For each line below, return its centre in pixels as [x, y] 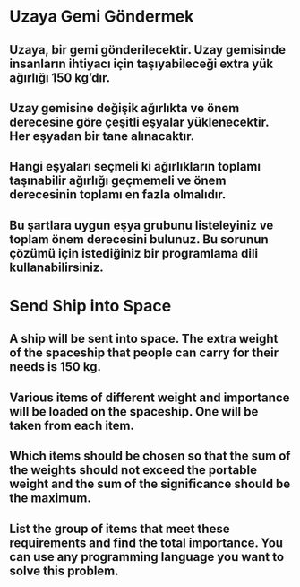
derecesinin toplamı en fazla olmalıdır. [118, 195]
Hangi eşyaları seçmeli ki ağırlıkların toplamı [135, 166]
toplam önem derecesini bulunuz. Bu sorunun [139, 239]
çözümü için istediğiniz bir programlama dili [134, 253]
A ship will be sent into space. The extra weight [144, 339]
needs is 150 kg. [55, 367]
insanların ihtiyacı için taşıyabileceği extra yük [141, 63]
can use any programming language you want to [147, 557]
